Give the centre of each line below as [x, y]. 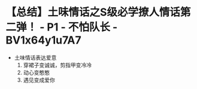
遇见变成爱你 [39, 80]
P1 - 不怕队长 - [82, 27]
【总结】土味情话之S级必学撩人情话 [93, 12]
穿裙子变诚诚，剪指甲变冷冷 [57, 65]
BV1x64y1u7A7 [43, 40]
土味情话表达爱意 [35, 57]
